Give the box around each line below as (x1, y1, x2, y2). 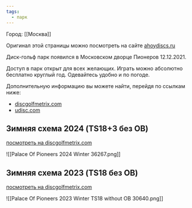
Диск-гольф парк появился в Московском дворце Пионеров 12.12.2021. (6, 53, 187, 60)
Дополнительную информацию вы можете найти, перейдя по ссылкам (6, 82, 186, 89)
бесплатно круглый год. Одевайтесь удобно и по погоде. (6, 71, 150, 78)
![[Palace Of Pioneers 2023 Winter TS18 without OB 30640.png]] (6, 195, 164, 202)
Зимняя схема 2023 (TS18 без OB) (6, 168, 138, 178)
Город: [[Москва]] (6, 30, 51, 37)
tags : (6, 8, 19, 15)
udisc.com (14, 106, 41, 113)
